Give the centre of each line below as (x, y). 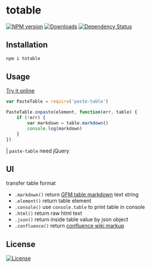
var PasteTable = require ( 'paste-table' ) (57, 102)
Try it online (20, 91)
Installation (27, 45)
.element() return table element (53, 201)
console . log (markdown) (55, 129)
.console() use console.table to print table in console (80, 207)
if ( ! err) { (31, 118)
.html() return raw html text (48, 213)
